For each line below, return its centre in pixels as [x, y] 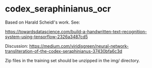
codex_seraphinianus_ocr [58, 9]
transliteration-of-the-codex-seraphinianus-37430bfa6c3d [64, 51]
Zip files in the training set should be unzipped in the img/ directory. [73, 60]
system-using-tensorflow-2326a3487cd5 [46, 37]
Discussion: [17, 46]
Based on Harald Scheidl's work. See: [43, 22]
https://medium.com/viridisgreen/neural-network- [79, 46]
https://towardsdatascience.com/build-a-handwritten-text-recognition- [76, 31]
